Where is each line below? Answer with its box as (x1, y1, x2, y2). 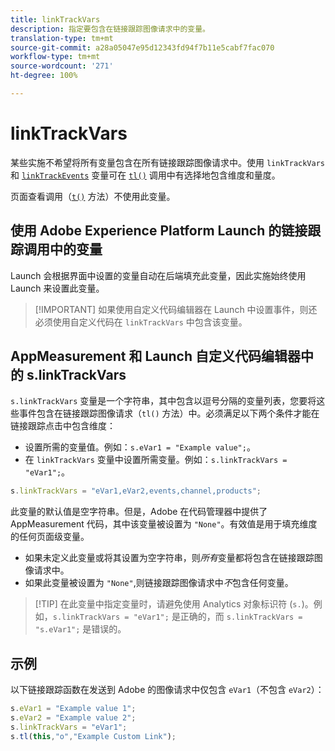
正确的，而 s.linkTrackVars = (179, 611, 303, 623)
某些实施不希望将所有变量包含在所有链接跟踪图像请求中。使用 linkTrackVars (10, 156, 326, 168)
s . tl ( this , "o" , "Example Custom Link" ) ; (10, 731, 177, 741)
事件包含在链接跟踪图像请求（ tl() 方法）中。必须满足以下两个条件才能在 (18, 407, 320, 420)
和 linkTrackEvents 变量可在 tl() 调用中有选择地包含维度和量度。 (10, 169, 281, 181)
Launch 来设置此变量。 (10, 282, 105, 294)
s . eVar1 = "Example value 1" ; (10, 704, 137, 714)
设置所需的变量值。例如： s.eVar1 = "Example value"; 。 (24, 441, 256, 453)
